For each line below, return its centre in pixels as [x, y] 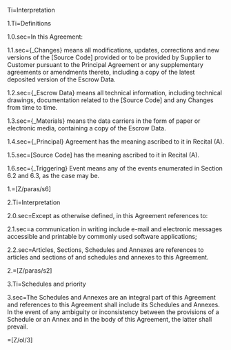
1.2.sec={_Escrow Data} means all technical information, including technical [115, 93]
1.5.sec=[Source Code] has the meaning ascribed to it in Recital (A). [103, 155]
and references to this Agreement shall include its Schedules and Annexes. [114, 304]
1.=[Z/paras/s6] [29, 189]
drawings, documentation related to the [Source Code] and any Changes [110, 100]
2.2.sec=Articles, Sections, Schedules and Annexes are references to [106, 250]
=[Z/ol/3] [20, 340]
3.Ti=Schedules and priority [47, 284]
